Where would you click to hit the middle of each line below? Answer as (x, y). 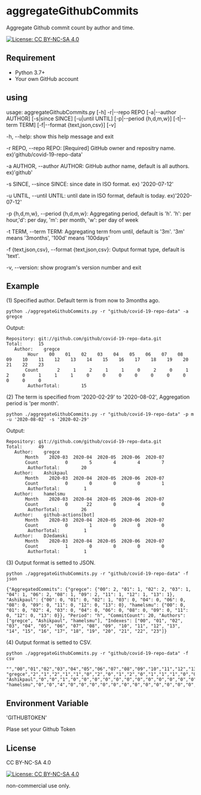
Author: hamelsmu (40, 494)
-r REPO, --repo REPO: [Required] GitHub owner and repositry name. (91, 148)
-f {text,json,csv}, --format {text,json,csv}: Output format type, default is (96, 249)
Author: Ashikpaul (41, 473)
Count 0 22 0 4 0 (95, 505)
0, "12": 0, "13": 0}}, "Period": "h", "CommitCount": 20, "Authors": (96, 616)
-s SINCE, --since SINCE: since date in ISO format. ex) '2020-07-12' (90, 184)
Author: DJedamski (41, 536)
